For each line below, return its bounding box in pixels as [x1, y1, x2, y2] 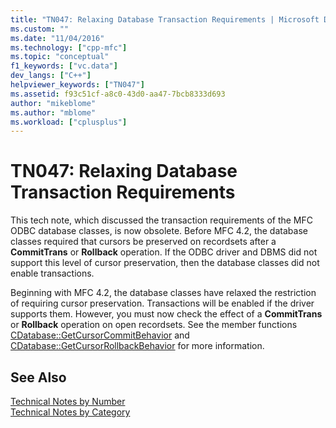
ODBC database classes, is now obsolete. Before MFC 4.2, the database [10, 225, 308, 237]
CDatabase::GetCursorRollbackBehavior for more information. [10, 340, 265, 352]
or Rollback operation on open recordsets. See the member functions [10, 319, 298, 331]
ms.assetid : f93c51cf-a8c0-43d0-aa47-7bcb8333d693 [10, 89, 226, 99]
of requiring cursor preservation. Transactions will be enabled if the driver [10, 297, 315, 310]
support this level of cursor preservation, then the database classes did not [10, 257, 320, 269]
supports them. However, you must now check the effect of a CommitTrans [10, 308, 323, 320]
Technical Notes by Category [10, 406, 131, 418]
